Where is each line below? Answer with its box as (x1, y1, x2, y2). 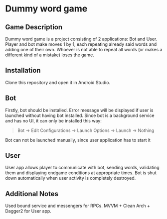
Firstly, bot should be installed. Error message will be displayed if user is (5, 107, 154, 113)
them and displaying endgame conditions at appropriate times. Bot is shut (5, 170, 157, 176)
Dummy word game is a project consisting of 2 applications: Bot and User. (5, 36, 158, 42)
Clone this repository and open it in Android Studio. (5, 79, 111, 85)
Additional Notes (5, 190, 59, 198)
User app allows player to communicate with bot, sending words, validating (5, 165, 160, 171)
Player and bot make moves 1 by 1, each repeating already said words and (5, 41, 157, 47)
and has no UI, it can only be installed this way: (5, 117, 102, 123)
